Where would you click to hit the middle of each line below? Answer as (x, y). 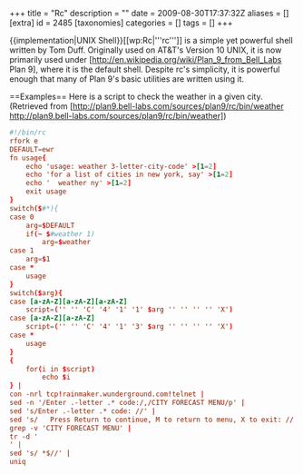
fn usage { (28, 158)
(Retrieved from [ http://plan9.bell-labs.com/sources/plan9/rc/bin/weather (147, 106)
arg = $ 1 (38, 259)
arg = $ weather (67, 242)
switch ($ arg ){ (36, 293)
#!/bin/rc (28, 133)
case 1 (22, 251)
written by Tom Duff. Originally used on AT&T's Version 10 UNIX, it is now (146, 50)
